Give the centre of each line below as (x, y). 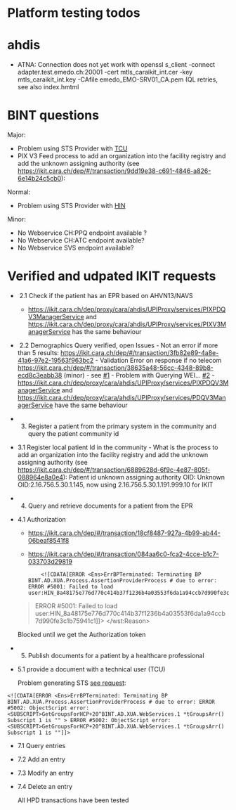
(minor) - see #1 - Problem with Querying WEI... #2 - (139, 375)
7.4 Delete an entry (45, 786)
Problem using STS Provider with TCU (72, 148)
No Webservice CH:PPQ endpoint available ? (82, 233)
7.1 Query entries (41, 746)
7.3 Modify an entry (45, 773)
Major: (17, 135)
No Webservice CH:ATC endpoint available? (81, 240)
